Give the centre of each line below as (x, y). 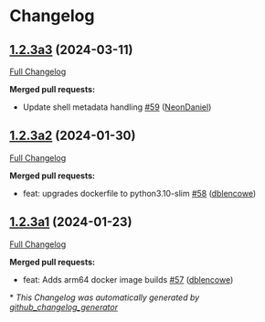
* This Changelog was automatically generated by (105, 297)
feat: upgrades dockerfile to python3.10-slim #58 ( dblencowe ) (139, 193)
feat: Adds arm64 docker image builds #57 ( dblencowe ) (128, 279)
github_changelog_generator (64, 306)
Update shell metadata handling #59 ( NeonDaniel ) (117, 107)
